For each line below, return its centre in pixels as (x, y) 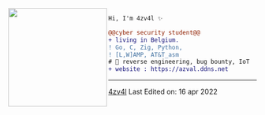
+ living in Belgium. (144, 40)
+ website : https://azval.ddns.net (168, 69)
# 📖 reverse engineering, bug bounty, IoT (179, 62)
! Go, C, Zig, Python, (146, 47)
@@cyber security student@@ (155, 32)
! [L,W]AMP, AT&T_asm (144, 54)
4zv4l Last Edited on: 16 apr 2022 (163, 92)
